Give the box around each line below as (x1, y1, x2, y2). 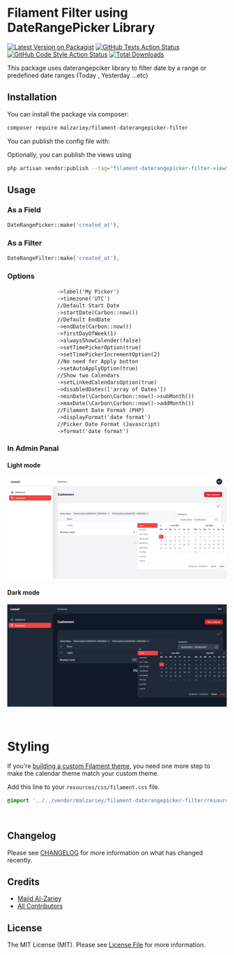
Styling (7, 739, 50, 755)
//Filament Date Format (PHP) (56, 407, 145, 414)
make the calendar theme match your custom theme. (7, 769, 159, 777)
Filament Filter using (7, 5, 128, 21)
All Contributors (17, 902, 63, 910)
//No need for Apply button (56, 358, 139, 365)
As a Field (7, 204, 41, 214)
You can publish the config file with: (7, 137, 110, 145)
